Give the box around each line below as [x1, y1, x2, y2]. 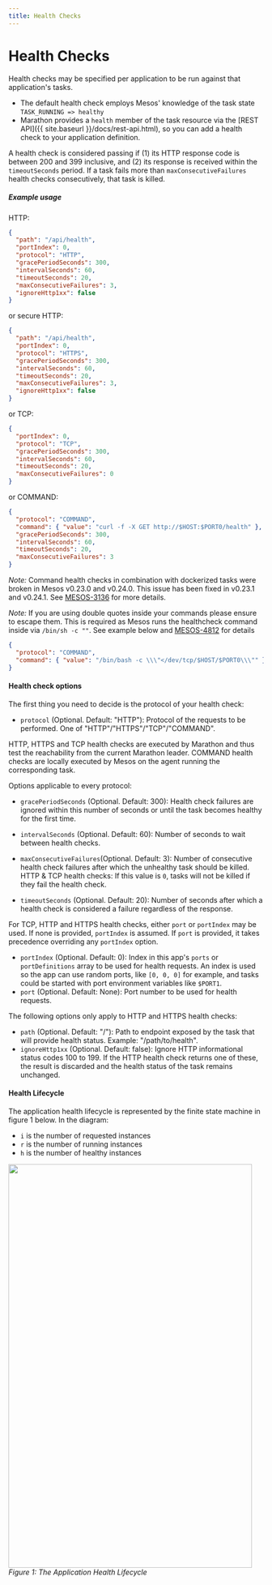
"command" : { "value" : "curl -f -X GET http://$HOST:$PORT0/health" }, [15, 523, 263, 531]
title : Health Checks [8, 11, 82, 20]
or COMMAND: [8, 492, 59, 502]
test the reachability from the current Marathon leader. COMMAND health [8, 747, 253, 758]
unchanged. [19, 1070, 61, 1079]
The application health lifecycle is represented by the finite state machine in [8, 1106, 261, 1116]
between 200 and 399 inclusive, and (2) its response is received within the [8, 156, 257, 166]
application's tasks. [8, 82, 73, 92]
